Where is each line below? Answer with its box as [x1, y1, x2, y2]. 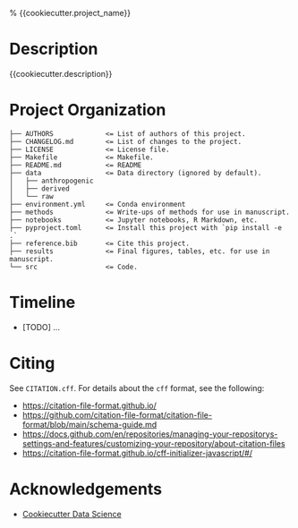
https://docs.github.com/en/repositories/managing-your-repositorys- [21, 429, 278, 439]
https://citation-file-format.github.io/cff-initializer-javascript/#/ [21, 447, 253, 458]
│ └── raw [9, 192, 54, 200]
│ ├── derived [9, 183, 70, 193]
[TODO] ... [21, 321, 61, 332]
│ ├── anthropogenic [9, 176, 94, 185]
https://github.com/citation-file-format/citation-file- [21, 409, 213, 420]
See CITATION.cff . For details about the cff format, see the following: [9, 382, 265, 393]
